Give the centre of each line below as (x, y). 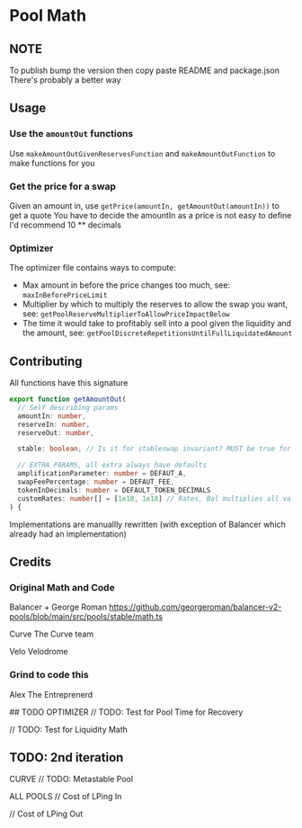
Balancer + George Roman (58, 607)
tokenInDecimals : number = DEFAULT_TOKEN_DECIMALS (114, 490)
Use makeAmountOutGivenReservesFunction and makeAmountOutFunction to (142, 153)
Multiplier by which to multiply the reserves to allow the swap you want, (155, 304)
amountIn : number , (52, 416)
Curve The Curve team (52, 634)
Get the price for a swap (63, 186)
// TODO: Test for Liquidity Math (69, 729)
